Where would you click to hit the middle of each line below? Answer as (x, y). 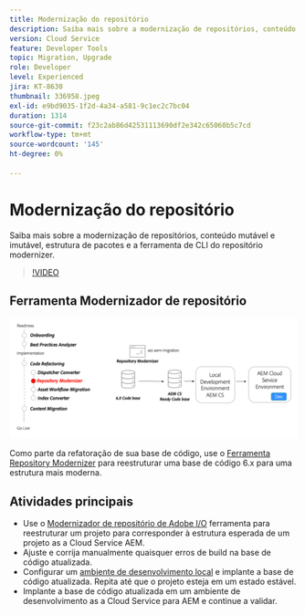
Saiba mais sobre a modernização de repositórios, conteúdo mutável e (142, 235)
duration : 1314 (38, 115)
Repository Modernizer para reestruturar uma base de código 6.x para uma (151, 463)
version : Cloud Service (55, 38)
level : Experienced (47, 78)
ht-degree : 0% (37, 154)
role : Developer (40, 68)
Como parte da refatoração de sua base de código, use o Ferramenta (140, 453)
